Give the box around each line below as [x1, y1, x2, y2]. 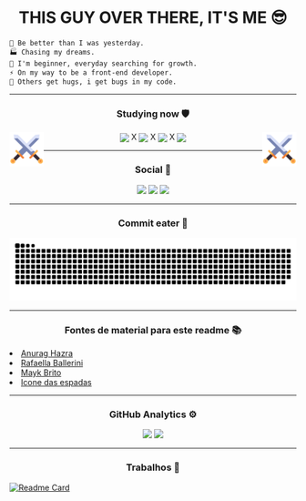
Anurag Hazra [21, 348, 73, 359]
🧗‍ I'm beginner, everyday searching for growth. [9, 58, 198, 68]
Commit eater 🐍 [117, 217, 189, 230]
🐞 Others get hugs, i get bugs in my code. [9, 77, 178, 87]
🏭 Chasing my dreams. [9, 47, 96, 56]
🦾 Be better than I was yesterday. [9, 38, 145, 47]
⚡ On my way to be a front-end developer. [9, 67, 173, 77]
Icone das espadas [21, 377, 93, 388]
